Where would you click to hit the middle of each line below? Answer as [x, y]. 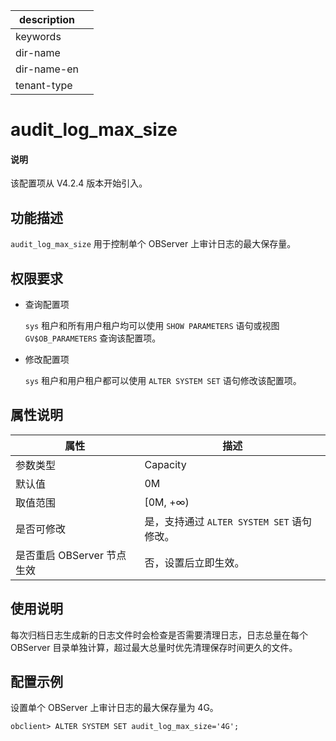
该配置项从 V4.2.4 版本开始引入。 [79, 183]
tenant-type [44, 85]
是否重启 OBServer [59, 555]
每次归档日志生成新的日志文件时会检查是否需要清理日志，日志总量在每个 [159, 635]
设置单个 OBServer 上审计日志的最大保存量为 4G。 [114, 708]
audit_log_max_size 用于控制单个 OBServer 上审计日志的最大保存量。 [153, 244]
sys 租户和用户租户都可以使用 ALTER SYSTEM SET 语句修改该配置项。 [163, 381]
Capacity [165, 464]
